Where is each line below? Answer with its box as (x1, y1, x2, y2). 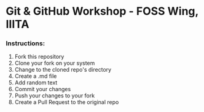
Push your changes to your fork (14, 92, 95, 99)
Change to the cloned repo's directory (14, 66, 112, 73)
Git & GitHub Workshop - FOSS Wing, (6, 4, 199, 18)
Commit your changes (14, 86, 71, 93)
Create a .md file (14, 72, 57, 80)
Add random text (14, 79, 58, 86)
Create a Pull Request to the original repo (14, 99, 119, 106)
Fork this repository (14, 53, 65, 61)
